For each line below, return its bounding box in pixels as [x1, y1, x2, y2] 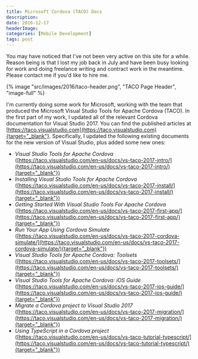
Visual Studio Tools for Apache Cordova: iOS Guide [14, 277, 141, 284]
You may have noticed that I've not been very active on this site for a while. [6, 53, 190, 59]
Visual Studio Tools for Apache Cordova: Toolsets [14, 251, 137, 259]
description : [6, 14, 39, 20]
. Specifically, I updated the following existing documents [49, 133, 189, 140]
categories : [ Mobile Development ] [6, 31, 92, 37]
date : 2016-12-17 [6, 20, 49, 26]
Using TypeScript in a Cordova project [14, 327, 109, 334]
